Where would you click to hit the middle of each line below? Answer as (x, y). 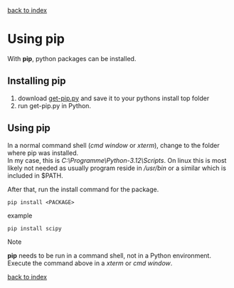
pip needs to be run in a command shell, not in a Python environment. (110, 255)
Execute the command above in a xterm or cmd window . (90, 263)
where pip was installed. (43, 153)
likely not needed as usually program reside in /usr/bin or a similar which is (117, 168)
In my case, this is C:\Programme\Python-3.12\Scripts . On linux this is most (117, 160)
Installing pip (37, 81)
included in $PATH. (36, 175)
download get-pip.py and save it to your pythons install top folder (113, 98)
